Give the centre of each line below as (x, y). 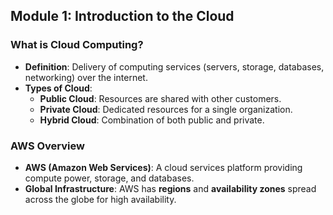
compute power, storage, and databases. (109, 178)
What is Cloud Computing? (77, 45)
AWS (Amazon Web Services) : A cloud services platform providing (163, 167)
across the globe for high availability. (100, 199)
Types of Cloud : (58, 88)
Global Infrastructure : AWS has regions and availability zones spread (170, 188)
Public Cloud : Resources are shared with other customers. (160, 98)
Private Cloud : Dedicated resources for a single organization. (166, 109)
